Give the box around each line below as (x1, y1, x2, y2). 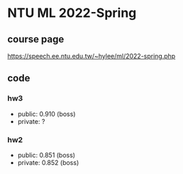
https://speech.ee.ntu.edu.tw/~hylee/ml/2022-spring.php (7, 52, 176, 60)
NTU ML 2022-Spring (7, 5, 137, 21)
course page (7, 33, 65, 45)
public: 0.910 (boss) (17, 110, 76, 118)
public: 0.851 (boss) (17, 151, 76, 159)
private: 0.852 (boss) (17, 158, 79, 167)
